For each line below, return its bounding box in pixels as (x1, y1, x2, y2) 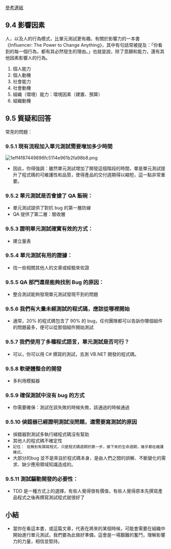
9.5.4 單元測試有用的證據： (5, 252, 73, 259)
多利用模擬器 (12, 378, 40, 383)
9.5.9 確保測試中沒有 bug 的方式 (5, 392, 85, 399)
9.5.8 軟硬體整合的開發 (5, 365, 62, 372)
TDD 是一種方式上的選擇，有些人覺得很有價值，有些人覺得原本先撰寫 (12, 487, 158, 494)
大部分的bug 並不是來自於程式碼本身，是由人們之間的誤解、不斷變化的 (12, 455, 162, 461)
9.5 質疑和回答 (5, 114, 51, 123)
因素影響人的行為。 (9, 54, 50, 60)
